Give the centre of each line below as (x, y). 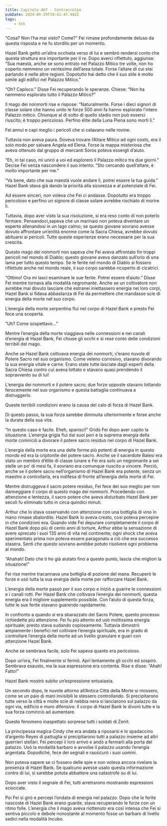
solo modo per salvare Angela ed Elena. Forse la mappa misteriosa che (78, 145)
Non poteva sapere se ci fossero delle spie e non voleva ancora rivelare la (81, 762)
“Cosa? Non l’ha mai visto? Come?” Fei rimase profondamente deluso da (80, 38)
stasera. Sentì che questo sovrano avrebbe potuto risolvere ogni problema (82, 544)
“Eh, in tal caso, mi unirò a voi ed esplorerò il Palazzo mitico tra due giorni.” (82, 160)
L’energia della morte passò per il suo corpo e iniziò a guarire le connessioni (83, 589)
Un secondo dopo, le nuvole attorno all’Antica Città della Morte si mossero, (82, 691)
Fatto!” (12, 671)
